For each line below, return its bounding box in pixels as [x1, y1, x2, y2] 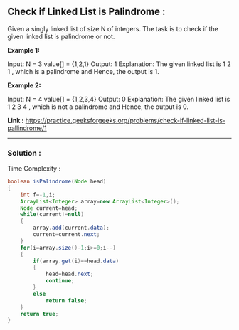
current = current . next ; [33, 231, 100, 238]
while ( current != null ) [20, 211, 84, 218]
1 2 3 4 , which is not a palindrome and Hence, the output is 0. [7, 102, 189, 111]
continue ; [45, 277, 75, 284]
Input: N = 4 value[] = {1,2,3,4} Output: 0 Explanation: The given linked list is [7, 95, 230, 103]
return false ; [45, 297, 87, 304]
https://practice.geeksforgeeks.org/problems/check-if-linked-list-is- [25, 116, 226, 124]
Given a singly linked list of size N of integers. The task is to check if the [7, 24, 218, 33]
